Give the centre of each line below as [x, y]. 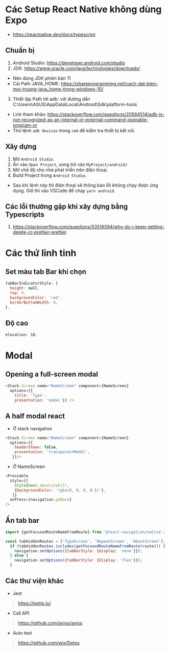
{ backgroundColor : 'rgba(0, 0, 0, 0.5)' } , [60, 490]
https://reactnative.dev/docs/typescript [54, 34]
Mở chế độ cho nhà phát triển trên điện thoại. [60, 170]
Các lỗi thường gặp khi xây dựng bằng [67, 206]
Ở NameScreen [29, 467]
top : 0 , [18, 293]
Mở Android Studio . [33, 159]
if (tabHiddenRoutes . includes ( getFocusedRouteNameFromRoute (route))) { [88, 546]
